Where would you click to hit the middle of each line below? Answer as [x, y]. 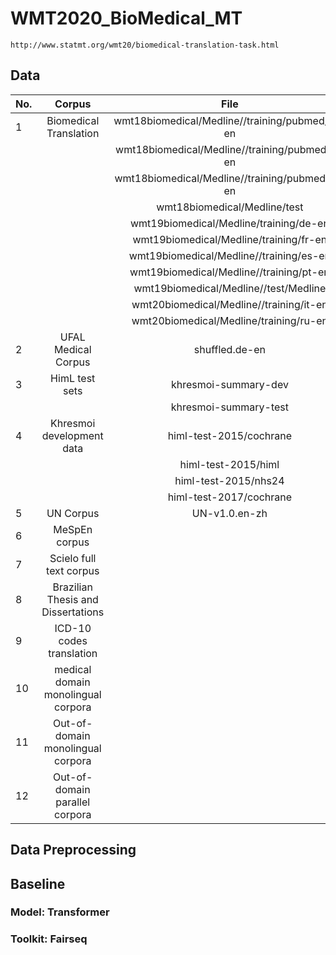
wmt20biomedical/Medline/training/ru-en [230, 320]
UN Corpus [73, 513]
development [72, 435]
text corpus [73, 570]
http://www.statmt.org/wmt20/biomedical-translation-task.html [145, 45]
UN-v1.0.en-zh [229, 513]
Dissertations [73, 612]
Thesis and [72, 599]
